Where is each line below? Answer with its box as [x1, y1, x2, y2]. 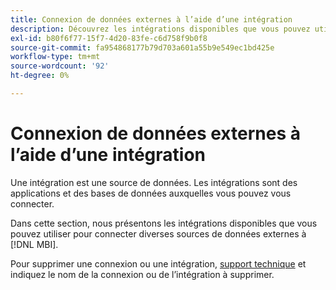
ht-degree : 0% [10, 71, 70, 81]
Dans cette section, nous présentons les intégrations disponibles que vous [10, 217, 318, 229]
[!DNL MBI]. [10, 238, 59, 250]
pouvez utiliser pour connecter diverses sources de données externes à [10, 227, 307, 240]
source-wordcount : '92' [10, 61, 110, 71]
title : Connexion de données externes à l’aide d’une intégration [10, 14, 293, 25]
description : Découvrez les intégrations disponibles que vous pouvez [10, 24, 311, 34]
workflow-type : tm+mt [10, 52, 101, 62]
